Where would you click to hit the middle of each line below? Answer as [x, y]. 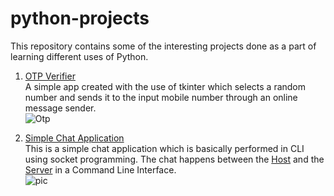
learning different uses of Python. [79, 56]
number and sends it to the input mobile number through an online [161, 97]
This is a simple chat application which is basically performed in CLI [164, 148]
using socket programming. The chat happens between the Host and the [174, 159]
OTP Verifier [50, 76]
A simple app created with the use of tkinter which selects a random [165, 86]
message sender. [60, 108]
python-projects [80, 18]
